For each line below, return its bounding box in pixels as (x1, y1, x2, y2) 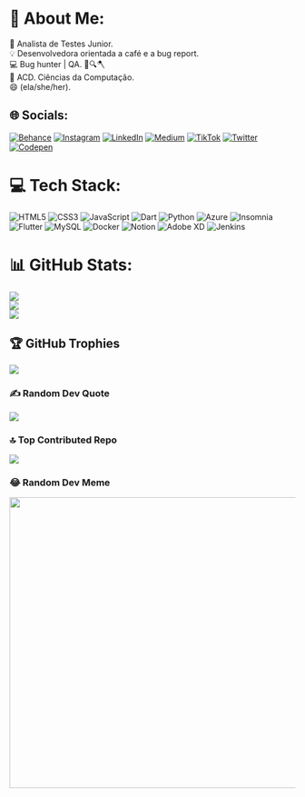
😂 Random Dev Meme (9, 476, 111, 489)
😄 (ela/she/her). (9, 81, 71, 92)
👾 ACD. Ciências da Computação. (9, 72, 134, 83)
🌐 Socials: (9, 108, 69, 124)
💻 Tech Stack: (9, 174, 122, 195)
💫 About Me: (9, 8, 105, 29)
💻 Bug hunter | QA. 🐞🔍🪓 (9, 58, 106, 69)
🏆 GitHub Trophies (9, 336, 121, 352)
